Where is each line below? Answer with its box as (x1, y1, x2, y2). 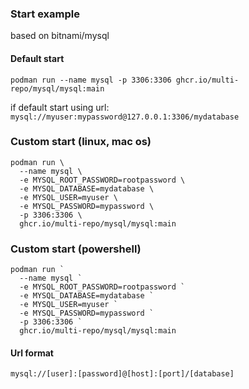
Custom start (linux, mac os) (10, 135, 152, 149)
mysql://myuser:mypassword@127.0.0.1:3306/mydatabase (10, 112, 240, 122)
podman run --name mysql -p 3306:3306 (10, 75, 172, 85)
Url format (10, 347, 54, 359)
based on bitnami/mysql (10, 30, 110, 42)
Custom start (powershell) (10, 242, 142, 256)
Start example (10, 7, 80, 21)
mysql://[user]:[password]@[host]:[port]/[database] (10, 369, 235, 379)
